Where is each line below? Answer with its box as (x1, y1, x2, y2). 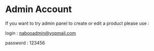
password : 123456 (5, 39, 45, 46)
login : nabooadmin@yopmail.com (5, 30, 76, 36)
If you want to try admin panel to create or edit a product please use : (5, 20, 149, 26)
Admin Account (5, 4, 72, 15)
